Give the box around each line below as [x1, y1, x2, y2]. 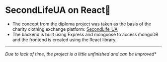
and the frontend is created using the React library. [12, 37, 117, 43]
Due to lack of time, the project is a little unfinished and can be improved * [5, 51, 157, 57]
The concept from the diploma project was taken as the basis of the [12, 21, 152, 27]
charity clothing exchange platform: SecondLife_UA [12, 26, 118, 32]
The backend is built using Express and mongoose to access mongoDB [12, 31, 159, 37]
